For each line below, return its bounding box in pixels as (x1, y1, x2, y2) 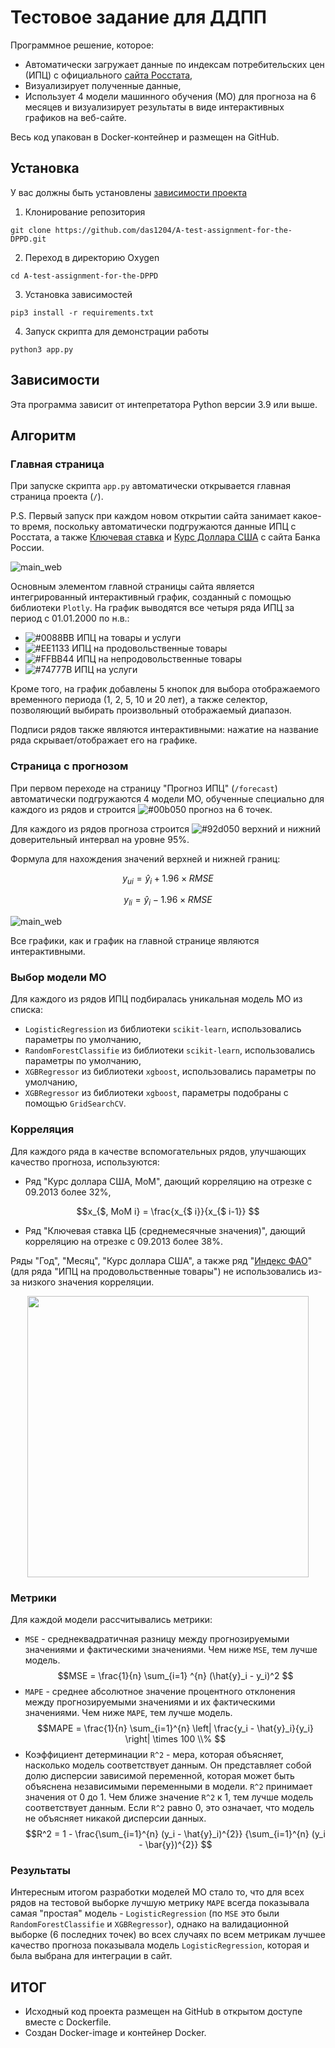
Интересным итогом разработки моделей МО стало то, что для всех (10, 1886, 305, 1898)
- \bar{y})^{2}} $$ (138, 1839, 213, 1851)
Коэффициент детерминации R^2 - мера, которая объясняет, (24, 1749, 284, 1761)
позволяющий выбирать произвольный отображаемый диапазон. (10, 704, 292, 716)
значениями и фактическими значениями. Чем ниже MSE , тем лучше (24, 1644, 318, 1656)
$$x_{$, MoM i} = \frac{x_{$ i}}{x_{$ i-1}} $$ (76, 1205, 260, 1217)
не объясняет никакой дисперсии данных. (24, 1812, 207, 1825)
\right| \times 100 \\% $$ (124, 1733, 227, 1745)
